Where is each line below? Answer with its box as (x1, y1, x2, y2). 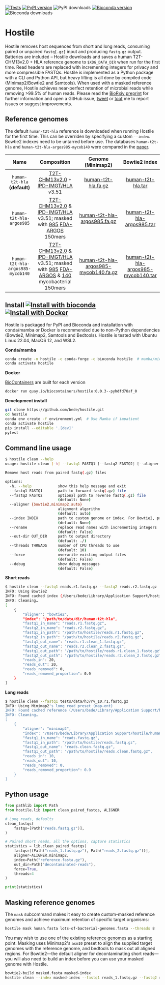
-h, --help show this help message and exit (9, 483, 126, 489)
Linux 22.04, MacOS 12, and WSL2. (5, 337, 77, 343)
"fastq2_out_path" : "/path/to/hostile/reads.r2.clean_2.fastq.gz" (23, 653, 162, 658)
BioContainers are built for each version (5, 379, 86, 386)
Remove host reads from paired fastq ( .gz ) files (5, 470, 107, 475)
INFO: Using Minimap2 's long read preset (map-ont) (5, 703, 113, 708)
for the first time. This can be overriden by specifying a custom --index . (5, 133, 151, 139)
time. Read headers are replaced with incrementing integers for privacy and (5, 64, 158, 70)
